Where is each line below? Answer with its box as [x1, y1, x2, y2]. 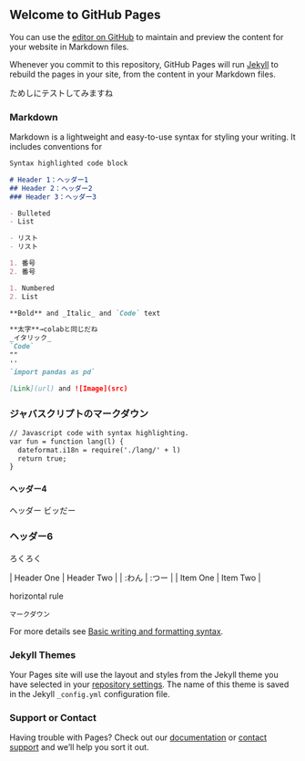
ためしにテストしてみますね [9, 87, 114, 99]
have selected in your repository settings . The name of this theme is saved [9, 679, 290, 690]
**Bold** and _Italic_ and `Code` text [9, 308, 161, 318]
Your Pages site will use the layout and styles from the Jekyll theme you [9, 670, 280, 681]
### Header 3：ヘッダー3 [9, 192, 97, 202]
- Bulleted [9, 209, 51, 218]
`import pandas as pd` [9, 367, 96, 377]
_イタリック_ [9, 333, 52, 343]
